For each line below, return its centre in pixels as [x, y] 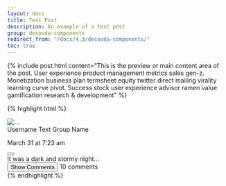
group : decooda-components [46, 33]
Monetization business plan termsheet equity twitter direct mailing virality [112, 80]
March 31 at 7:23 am [36, 143]
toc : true [21, 46]
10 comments [79, 167]
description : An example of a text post [67, 26]
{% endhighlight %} [35, 175]
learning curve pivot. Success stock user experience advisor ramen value [112, 88]
